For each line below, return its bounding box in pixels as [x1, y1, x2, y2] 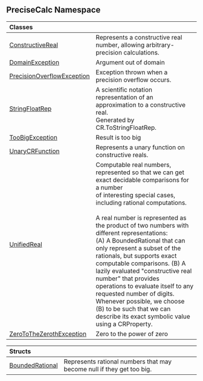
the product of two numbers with [95, 221, 189, 229]
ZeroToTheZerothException [9, 329, 86, 338]
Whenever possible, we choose [95, 297, 185, 305]
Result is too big [95, 133, 141, 141]
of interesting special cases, [95, 190, 176, 199]
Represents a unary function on [95, 143, 185, 151]
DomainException [9, 58, 59, 66]
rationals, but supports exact [95, 251, 177, 260]
